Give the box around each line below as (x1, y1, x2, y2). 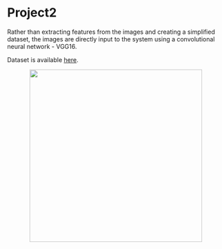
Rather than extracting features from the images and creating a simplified (7, 28, 215, 36)
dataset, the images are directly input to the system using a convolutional (7, 34, 215, 43)
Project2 (7, 5, 57, 21)
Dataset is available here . (7, 55, 79, 63)
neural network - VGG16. (7, 42, 77, 50)
